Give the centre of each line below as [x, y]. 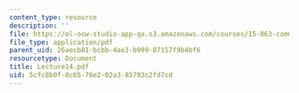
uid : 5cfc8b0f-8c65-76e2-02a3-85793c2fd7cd [91, 75]
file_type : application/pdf [61, 42]
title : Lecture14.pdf [49, 67]
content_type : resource [53, 17]
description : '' [39, 26]
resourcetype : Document [53, 58]
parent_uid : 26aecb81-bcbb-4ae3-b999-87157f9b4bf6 [105, 50]
